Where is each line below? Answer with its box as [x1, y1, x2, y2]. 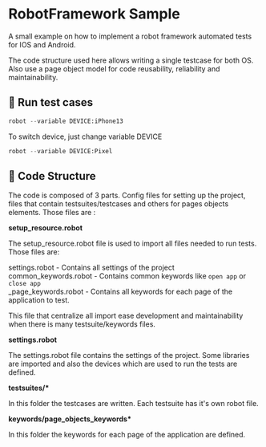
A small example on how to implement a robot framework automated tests [8, 31, 252, 41]
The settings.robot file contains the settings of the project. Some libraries [8, 351, 250, 360]
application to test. [8, 295, 70, 305]
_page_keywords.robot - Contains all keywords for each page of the [8, 286, 233, 297]
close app [8, 280, 42, 288]
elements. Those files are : [8, 208, 96, 217]
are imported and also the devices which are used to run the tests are [8, 359, 238, 369]
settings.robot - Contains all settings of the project [8, 262, 175, 273]
